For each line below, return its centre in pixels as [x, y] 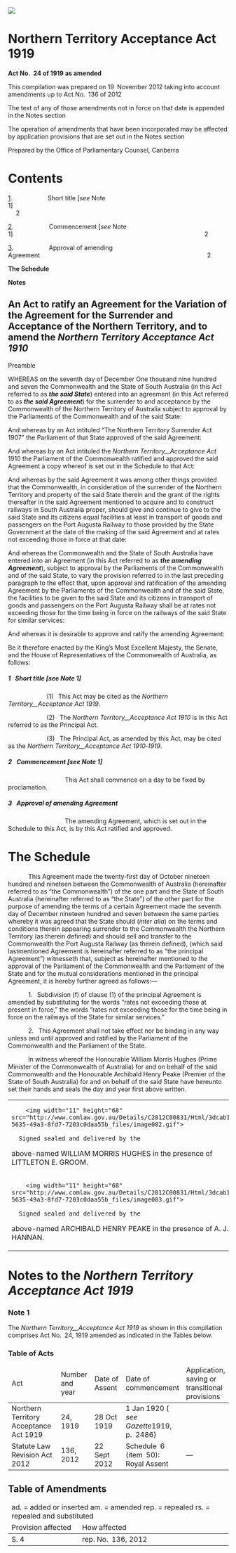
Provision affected [42, 1528]
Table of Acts [31, 1353]
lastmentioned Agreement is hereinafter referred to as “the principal [106, 951]
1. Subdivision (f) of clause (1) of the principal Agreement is [114, 994]
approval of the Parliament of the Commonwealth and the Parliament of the [116, 966]
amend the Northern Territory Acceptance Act [111, 337]
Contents [36, 179]
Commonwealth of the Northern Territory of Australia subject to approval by [117, 408]
